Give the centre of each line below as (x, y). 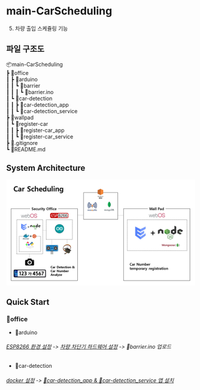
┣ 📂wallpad (20, 117)
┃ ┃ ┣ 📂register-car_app (35, 130)
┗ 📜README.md (26, 149)
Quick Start (28, 302)
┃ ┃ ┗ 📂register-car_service (40, 137)
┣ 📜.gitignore (22, 143)
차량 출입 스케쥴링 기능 (41, 28)
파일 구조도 (25, 49)
